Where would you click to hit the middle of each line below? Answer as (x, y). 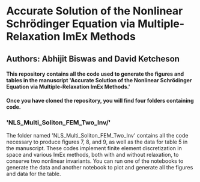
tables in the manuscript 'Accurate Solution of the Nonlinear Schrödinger (99, 80)
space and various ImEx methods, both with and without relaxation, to (92, 155)
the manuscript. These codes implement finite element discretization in (94, 148)
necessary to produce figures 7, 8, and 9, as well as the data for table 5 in (97, 142)
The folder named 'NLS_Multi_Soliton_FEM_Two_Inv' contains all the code (97, 136)
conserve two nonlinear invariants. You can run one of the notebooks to (95, 161)
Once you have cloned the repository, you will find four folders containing (100, 100)
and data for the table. (34, 174)
